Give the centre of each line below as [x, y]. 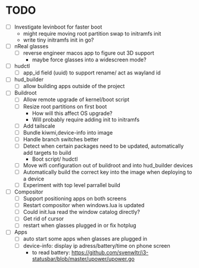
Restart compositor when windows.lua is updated [84, 205]
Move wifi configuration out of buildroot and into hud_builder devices [108, 165]
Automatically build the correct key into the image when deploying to [108, 172]
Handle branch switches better [61, 139]
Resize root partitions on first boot [65, 106]
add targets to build [47, 152]
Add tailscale [39, 126]
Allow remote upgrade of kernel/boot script [76, 99]
